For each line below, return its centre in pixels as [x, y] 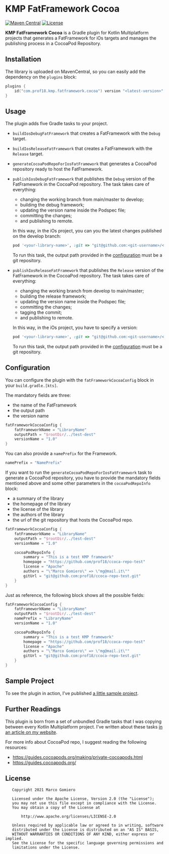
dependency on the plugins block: [41, 77]
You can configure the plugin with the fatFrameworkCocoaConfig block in [79, 380]
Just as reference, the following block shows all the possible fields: [75, 595]
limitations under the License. [46, 848]
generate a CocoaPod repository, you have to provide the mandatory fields [83, 478]
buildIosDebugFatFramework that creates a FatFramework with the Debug [86, 133]
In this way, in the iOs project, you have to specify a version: [75, 328]
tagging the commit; [41, 312]
